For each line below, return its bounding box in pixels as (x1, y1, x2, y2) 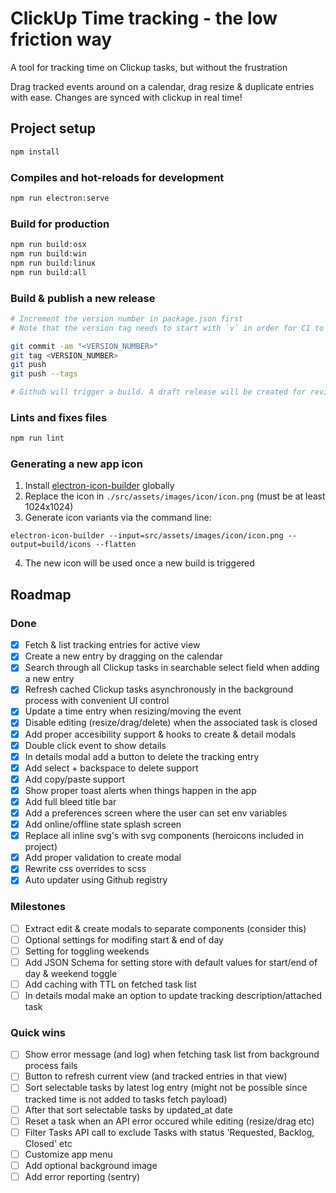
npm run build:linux (10, 258, 97, 268)
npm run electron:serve (10, 193, 110, 203)
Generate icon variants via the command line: (24, 512, 212, 524)
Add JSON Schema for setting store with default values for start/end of (24, 956, 318, 968)
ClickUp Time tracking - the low (10, 7, 278, 30)
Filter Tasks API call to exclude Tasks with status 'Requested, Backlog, (24, 1126, 315, 1138)
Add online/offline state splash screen (24, 818, 182, 831)
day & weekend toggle (24, 967, 118, 979)
